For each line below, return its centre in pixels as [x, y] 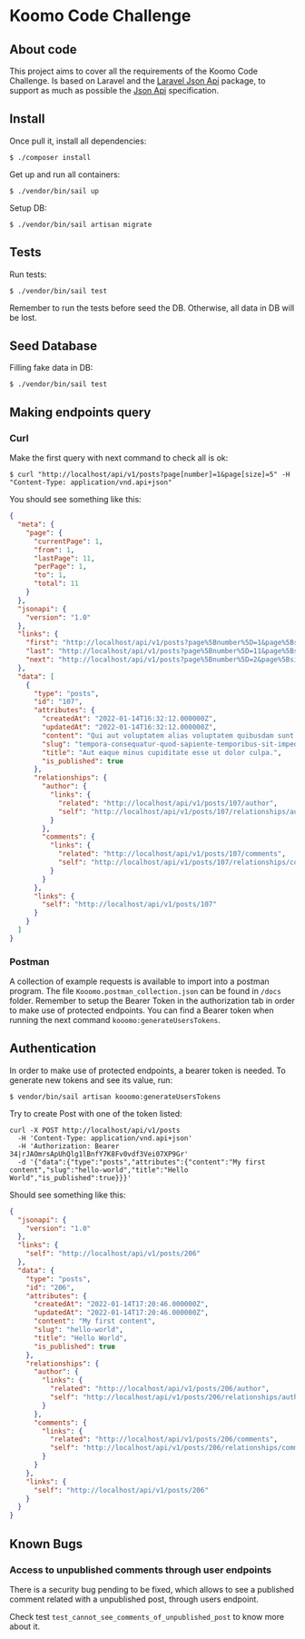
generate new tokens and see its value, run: [91, 1080]
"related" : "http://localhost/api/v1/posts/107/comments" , [172, 854]
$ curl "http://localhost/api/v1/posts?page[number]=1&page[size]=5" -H [150, 475]
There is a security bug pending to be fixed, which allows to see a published [152, 1589]
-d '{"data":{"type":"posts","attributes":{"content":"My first [142, 1162]
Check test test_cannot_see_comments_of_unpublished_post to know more [147, 1616]
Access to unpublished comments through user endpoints [141, 1570]
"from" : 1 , [54, 550]
